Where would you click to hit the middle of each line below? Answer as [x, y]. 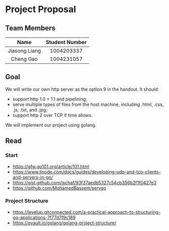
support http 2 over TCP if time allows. [52, 115]
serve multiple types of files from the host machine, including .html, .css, [88, 104]
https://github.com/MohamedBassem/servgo [59, 188]
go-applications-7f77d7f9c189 [44, 217]
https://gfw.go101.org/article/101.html [51, 166]
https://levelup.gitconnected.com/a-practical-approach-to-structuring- [86, 212]
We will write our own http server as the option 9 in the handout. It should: [82, 89]
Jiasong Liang [24, 51]
